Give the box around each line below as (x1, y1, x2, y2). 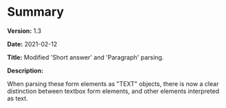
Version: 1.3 (7, 27, 42, 35)
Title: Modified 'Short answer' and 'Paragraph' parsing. (7, 53, 164, 62)
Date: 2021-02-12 (7, 40, 58, 48)
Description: (7, 66, 43, 75)
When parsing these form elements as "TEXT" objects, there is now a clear (7, 79, 219, 87)
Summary (7, 4, 64, 20)
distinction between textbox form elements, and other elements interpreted (7, 87, 220, 95)
